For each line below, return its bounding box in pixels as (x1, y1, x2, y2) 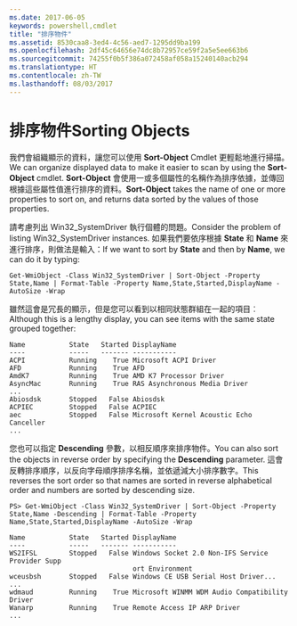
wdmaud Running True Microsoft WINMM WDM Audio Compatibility (9, 588, 289, 597)
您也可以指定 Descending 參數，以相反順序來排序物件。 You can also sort (9, 442, 278, 453)
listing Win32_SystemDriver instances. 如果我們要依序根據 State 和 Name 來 (9, 233, 289, 243)
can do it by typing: (9, 253, 80, 264)
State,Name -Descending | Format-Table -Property (9, 509, 197, 518)
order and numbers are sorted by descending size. (9, 484, 196, 495)
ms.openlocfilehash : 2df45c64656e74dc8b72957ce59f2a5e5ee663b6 (9, 46, 249, 55)
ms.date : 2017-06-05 (9, 12, 86, 22)
